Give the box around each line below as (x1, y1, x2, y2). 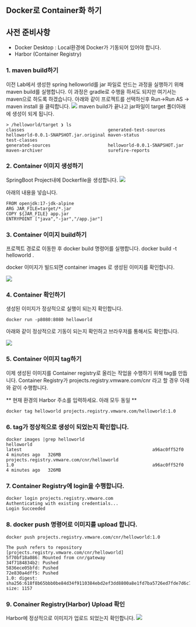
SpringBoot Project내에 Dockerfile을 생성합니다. (6, 176, 118, 183)
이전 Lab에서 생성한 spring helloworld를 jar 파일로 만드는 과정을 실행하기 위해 (6, 81, 184, 88)
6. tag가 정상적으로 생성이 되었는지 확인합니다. (6, 422, 129, 431)
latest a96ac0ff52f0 (6, 447, 184, 452)
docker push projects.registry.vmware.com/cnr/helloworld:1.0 (6, 534, 160, 540)
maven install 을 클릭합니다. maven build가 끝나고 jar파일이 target (6, 103, 166, 110)
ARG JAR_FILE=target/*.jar (6, 206, 72, 212)
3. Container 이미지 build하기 (6, 230, 87, 238)
